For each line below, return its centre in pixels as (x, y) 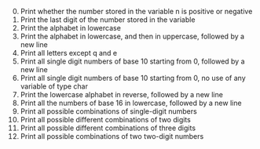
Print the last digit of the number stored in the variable (108, 20)
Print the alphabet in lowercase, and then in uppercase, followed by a (132, 36)
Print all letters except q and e (68, 53)
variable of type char (54, 86)
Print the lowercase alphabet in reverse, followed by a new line (121, 94)
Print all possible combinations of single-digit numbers (108, 111)
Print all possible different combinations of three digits (108, 128)
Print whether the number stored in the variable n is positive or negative (136, 11)
